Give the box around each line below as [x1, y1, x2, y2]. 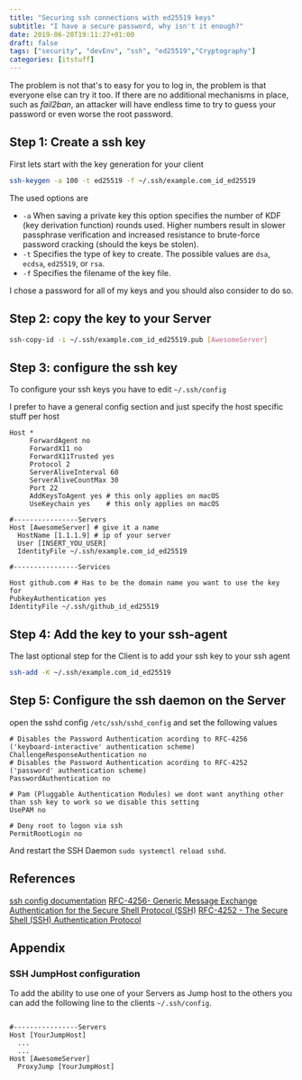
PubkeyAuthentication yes [9, 595, 106, 604]
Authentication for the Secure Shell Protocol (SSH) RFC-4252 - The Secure [9, 904, 288, 916]
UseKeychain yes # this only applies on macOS [29, 500, 220, 509]
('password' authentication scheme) [9, 766, 147, 775]
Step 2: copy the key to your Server [9, 311, 212, 327]
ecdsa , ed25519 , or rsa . [22, 258, 105, 269]
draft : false [9, 38, 59, 48]
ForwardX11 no [29, 444, 83, 454]
